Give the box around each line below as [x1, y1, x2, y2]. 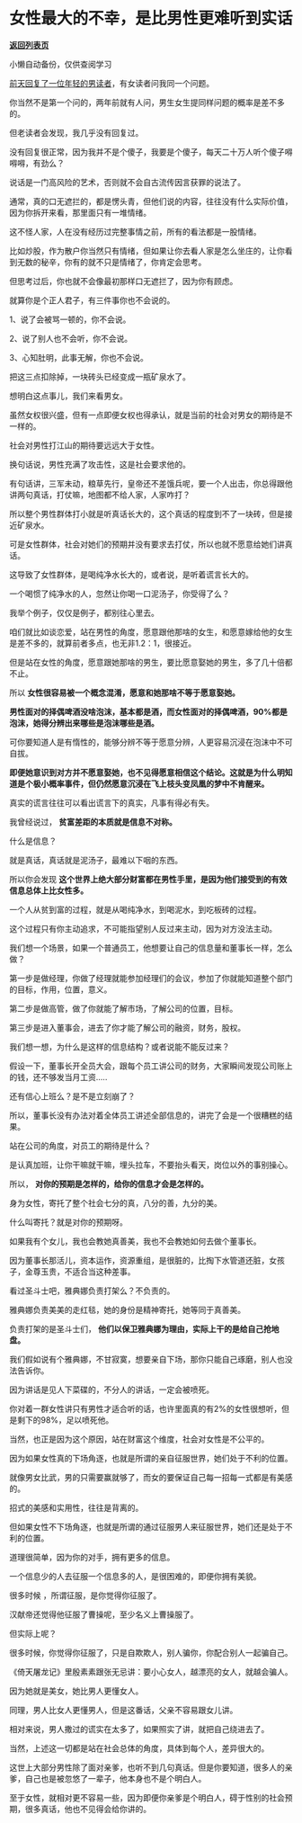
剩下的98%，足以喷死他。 [16, 1414, 114, 1425]
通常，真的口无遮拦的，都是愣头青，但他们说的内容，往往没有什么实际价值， [9, 195, 293, 207]
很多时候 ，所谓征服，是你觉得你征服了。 [9, 1589, 162, 1601]
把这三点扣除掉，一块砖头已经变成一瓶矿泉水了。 [9, 371, 191, 382]
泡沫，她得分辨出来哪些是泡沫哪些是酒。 [9, 717, 159, 728]
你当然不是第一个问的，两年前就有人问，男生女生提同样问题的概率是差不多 [9, 96, 285, 108]
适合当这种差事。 [71, 1265, 136, 1277]
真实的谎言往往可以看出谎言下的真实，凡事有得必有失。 [9, 797, 214, 808]
